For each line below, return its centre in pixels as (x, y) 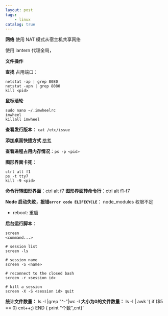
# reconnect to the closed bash (40, 274)
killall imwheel (22, 120)
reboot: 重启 (25, 213)
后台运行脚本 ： (21, 223)
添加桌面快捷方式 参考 (28, 141)
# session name (21, 260)
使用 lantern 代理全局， (30, 50)
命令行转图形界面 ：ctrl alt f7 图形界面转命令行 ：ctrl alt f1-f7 (68, 191)
